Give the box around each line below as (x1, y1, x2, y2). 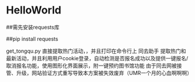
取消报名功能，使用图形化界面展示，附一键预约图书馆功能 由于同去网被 (6, 62, 177, 69)
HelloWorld (6, 4, 61, 17)
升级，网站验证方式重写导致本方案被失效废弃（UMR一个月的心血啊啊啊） (16, 69, 193, 76)
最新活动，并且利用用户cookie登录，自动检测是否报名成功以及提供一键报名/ (6, 54, 189, 61)
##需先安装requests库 (6, 23, 60, 30)
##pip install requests (6, 35, 59, 42)
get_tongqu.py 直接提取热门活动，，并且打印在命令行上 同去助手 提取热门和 (6, 47, 186, 54)
